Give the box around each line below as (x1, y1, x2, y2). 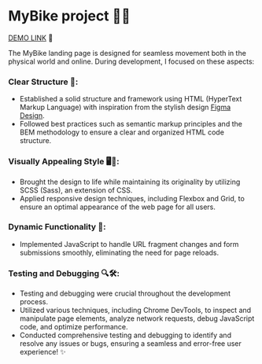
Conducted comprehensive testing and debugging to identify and (19, 330, 232, 340)
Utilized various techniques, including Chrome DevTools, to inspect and (19, 306, 252, 315)
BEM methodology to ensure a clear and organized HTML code (19, 127, 224, 137)
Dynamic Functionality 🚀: (8, 222, 106, 233)
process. (19, 297, 49, 307)
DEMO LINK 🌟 (8, 33, 54, 42)
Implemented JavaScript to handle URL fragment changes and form (19, 239, 239, 248)
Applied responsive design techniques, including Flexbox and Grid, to (19, 193, 245, 203)
